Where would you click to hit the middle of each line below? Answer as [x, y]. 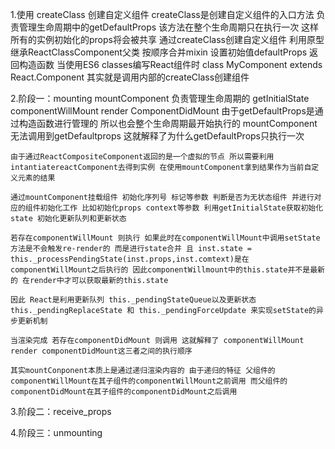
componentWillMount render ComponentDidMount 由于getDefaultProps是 [162, 111]
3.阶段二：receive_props [61, 411]
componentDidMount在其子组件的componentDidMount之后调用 [124, 392]
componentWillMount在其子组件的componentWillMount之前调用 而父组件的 [149, 381]
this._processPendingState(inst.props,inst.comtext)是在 [130, 259]
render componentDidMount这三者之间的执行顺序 [101, 351]
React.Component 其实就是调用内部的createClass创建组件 [130, 77]
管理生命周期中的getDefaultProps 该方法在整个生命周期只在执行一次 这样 [169, 27]
